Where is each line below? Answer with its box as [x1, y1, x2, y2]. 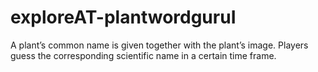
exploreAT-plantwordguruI [10, 6, 237, 29]
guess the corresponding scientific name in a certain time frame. [10, 49, 277, 61]
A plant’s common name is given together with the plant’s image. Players [10, 39, 309, 51]
